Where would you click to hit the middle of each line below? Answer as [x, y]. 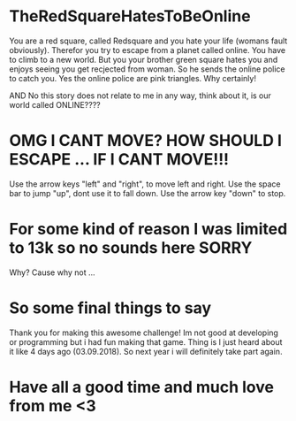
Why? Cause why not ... [52, 272]
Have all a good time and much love [141, 387]
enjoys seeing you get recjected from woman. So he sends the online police [147, 69]
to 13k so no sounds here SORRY [131, 248]
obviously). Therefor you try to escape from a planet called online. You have [147, 50]
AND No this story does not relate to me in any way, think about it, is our [140, 96]
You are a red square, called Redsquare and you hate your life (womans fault [148, 41]
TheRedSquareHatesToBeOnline [130, 16]
